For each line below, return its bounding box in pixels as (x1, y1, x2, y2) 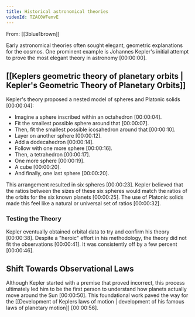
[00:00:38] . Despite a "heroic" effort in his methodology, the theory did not (6, 234, 187, 241)
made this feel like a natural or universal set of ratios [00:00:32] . (6, 200, 161, 207)
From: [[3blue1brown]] (6, 30, 60, 37)
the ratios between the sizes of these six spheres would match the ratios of (6, 188, 188, 195)
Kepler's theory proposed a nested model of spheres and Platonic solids (6, 96, 180, 103)
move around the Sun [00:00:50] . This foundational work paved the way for (6, 292, 189, 299)
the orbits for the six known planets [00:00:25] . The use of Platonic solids (6, 193, 184, 201)
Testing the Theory (6, 215, 61, 223)
